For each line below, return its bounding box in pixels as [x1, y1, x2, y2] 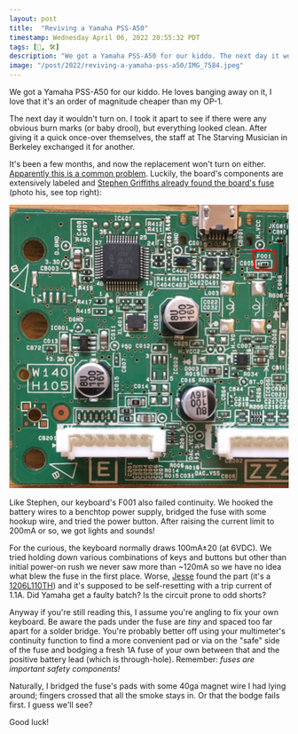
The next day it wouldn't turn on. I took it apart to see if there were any [9, 114, 268, 123]
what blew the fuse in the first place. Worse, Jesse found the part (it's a [9, 571, 271, 581]
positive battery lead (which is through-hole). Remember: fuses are [9, 653, 255, 665]
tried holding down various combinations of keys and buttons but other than [9, 551, 286, 563]
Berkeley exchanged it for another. [9, 142, 136, 152]
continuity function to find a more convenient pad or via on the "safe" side [9, 635, 280, 645]
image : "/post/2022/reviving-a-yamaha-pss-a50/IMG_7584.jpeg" [9, 61, 244, 70]
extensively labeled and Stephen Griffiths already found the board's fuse [9, 178, 275, 188]
